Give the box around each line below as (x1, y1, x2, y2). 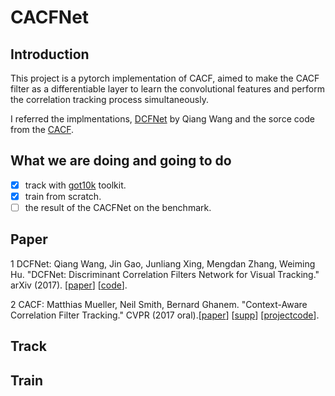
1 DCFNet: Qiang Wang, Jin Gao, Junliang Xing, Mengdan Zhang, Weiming (10, 257, 316, 270)
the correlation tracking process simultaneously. (10, 94, 209, 105)
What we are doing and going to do (10, 152, 232, 170)
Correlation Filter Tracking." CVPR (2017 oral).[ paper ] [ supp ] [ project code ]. (10, 309, 320, 321)
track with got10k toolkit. (24, 179, 127, 191)
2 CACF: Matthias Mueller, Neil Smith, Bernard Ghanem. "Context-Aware (10, 298, 308, 310)
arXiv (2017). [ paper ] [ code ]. (10, 279, 128, 291)
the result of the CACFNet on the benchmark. (24, 201, 212, 213)
